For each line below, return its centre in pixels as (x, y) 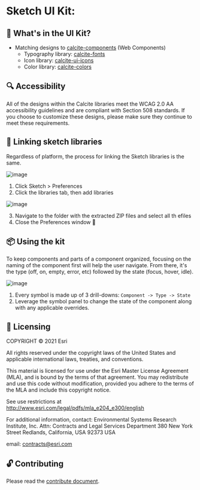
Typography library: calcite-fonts (64, 54)
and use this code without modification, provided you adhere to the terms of (100, 384)
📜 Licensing (28, 326)
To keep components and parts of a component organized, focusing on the (99, 259)
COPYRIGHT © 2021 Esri (37, 341)
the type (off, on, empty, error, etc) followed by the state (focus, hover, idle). (100, 272)
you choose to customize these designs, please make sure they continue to (99, 116)
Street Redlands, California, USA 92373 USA (61, 432)
